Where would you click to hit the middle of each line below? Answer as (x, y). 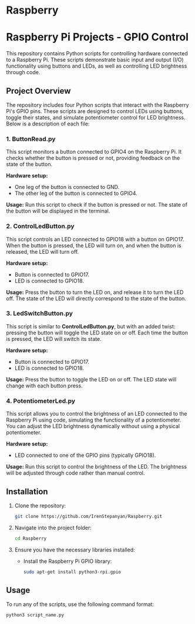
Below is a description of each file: (48, 124)
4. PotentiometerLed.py (41, 401)
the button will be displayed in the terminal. (58, 211)
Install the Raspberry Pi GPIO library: (68, 561)
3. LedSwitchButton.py (40, 314)
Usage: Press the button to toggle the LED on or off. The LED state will (91, 379)
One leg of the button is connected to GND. (67, 187)
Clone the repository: (40, 505)
